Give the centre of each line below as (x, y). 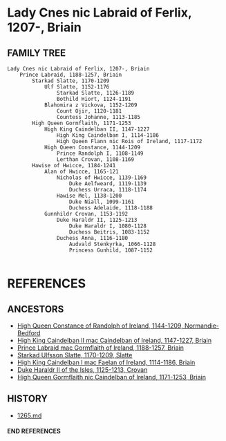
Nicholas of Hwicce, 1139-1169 (102, 178)
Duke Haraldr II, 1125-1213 (97, 220)
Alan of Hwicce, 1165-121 (81, 171)
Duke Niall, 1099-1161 (102, 202)
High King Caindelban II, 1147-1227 (97, 129)
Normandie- (202, 326)
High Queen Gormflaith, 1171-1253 (82, 123)
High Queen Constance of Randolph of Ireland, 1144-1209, (100, 326)
